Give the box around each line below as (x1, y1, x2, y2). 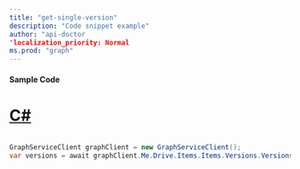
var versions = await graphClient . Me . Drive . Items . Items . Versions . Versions (9, 151, 294, 160)
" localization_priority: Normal (9, 38, 129, 47)
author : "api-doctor (9, 30, 87, 38)
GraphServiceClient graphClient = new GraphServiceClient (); (9, 142, 242, 152)
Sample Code (9, 73, 61, 85)
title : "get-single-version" (9, 13, 118, 22)
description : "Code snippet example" (9, 21, 150, 30)
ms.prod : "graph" (9, 46, 74, 55)
